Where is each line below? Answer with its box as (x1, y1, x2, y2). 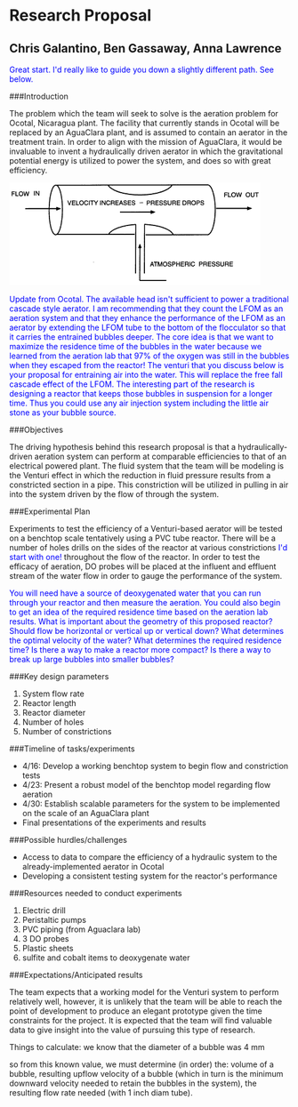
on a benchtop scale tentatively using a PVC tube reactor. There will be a (9, 533, 276, 543)
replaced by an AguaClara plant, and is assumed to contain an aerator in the (9, 127, 288, 138)
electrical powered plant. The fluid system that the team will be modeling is (9, 461, 285, 471)
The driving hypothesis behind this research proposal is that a (9, 442, 237, 452)
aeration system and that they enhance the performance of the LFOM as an (9, 313, 286, 323)
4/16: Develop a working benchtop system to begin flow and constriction (21, 761, 289, 771)
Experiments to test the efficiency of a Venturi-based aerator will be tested (9, 524, 283, 533)
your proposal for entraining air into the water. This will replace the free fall (9, 370, 283, 380)
